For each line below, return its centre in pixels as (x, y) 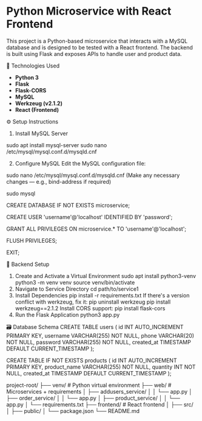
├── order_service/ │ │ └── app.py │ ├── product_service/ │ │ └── (93, 398)
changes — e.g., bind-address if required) (59, 181)
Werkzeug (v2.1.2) (39, 103)
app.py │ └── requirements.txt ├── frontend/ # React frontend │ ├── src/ (100, 404)
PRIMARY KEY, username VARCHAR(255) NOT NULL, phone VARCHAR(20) (100, 335)
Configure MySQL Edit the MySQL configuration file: (80, 163)
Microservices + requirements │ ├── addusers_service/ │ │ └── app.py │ (99, 391)
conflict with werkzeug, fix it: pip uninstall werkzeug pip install (93, 302)
